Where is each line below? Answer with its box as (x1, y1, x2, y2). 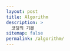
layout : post (6, 8, 38, 15)
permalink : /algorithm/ (6, 36, 65, 42)
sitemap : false (6, 30, 44, 36)
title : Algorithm (6, 14, 49, 20)
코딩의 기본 (11, 25, 35, 31)
